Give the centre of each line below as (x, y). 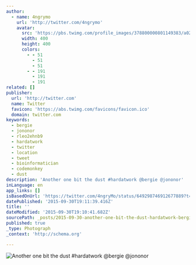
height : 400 (36, 44)
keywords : (18, 120)
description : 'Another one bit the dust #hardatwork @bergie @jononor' (95, 180)
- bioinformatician (35, 163)
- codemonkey (27, 169)
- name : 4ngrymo (31, 17)
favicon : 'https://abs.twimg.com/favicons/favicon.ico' (80, 109)
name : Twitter (28, 104)
